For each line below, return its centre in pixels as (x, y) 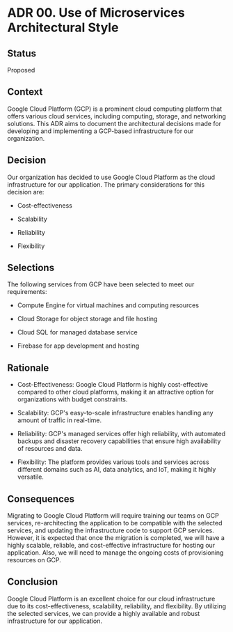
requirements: (27, 292)
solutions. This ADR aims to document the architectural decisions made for (114, 123)
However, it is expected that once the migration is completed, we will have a (116, 538)
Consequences (41, 499)
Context (25, 92)
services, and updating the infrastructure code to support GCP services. (111, 530)
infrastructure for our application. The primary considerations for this (106, 184)
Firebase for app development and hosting (78, 346)
